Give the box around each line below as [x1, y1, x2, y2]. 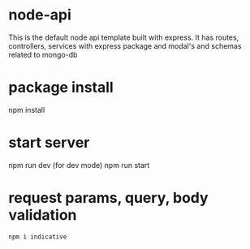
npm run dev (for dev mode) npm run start [8, 160, 150, 170]
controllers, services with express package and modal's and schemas [8, 41, 242, 50]
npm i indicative [8, 233, 67, 241]
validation [8, 206, 77, 224]
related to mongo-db [8, 49, 78, 59]
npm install [8, 105, 45, 114]
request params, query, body [8, 189, 209, 207]
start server [8, 134, 90, 152]
